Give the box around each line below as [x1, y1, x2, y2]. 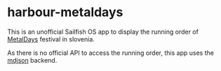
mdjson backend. [7, 56, 58, 64]
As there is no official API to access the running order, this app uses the [7, 49, 214, 57]
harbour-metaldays [7, 4, 123, 20]
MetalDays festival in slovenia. [7, 34, 95, 43]
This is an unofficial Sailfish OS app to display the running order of [7, 27, 199, 36]
